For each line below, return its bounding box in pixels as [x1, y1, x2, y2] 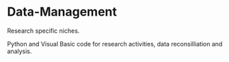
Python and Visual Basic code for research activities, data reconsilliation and [7, 40, 223, 48]
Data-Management [7, 4, 118, 20]
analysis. [7, 47, 32, 55]
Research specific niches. [7, 27, 80, 35]
